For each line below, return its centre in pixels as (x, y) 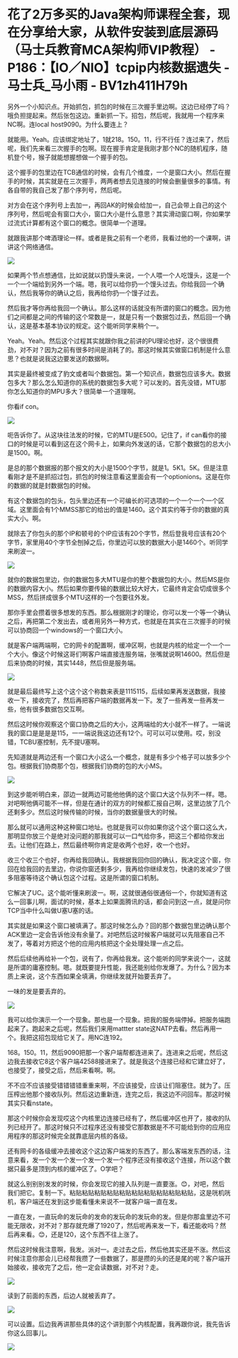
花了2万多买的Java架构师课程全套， (113, 15)
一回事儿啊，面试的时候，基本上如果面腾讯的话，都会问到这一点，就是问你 (122, 902)
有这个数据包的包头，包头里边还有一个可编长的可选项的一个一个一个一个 (113, 500)
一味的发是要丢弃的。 (38, 991)
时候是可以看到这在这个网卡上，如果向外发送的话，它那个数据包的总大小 (125, 444)
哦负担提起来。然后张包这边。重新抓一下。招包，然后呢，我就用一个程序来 (116, 115)
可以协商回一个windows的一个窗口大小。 (67, 630)
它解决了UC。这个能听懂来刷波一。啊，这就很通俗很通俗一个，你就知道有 (114, 892)
